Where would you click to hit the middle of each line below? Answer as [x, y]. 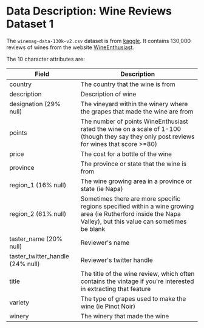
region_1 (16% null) [38, 185]
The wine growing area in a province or [136, 181]
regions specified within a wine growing [137, 206]
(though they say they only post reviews [138, 136]
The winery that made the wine [125, 316]
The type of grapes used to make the [133, 298]
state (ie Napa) [102, 189]
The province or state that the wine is [134, 164]
